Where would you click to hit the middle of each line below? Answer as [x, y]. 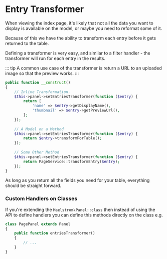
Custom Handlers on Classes [41, 198]
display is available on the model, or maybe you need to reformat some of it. [84, 28]
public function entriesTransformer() [55, 233]
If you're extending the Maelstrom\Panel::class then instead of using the [80, 209]
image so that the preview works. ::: [42, 73]
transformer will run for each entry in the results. [55, 58]
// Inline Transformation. [42, 92]
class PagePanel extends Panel [38, 224]
